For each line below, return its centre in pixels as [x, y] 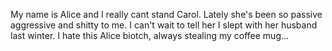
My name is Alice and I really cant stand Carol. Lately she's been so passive [166, 14]
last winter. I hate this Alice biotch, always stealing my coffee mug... [150, 35]
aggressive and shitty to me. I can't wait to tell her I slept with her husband [164, 25]
